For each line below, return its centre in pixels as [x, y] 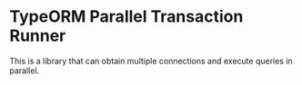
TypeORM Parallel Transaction [126, 17]
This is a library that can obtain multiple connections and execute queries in [151, 61]
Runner [38, 36]
